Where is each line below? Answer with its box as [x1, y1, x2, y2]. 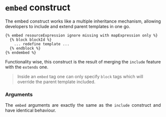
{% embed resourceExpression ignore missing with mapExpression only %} [5, 33, 158, 38]
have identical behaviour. [5, 108, 56, 114]
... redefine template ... [14, 41, 70, 46]
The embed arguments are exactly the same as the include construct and [5, 102, 161, 108]
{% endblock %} [9, 46, 41, 51]
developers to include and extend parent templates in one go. [5, 23, 130, 29]
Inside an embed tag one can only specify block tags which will [17, 73, 143, 79]
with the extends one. [5, 64, 48, 70]
